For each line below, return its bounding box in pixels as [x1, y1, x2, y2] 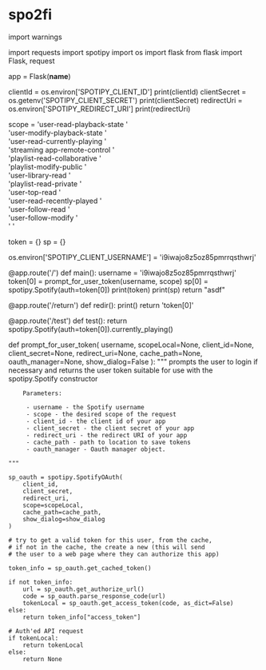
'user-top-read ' [8, 187, 62, 197]
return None [22, 655, 62, 663]
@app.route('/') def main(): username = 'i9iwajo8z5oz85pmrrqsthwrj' [8, 268, 237, 277]
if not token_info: [8, 578, 73, 586]
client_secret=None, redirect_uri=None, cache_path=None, [8, 348, 203, 357]
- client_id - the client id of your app [26, 417, 166, 425]
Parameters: [22, 389, 62, 397]
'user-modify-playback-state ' [8, 128, 107, 138]
